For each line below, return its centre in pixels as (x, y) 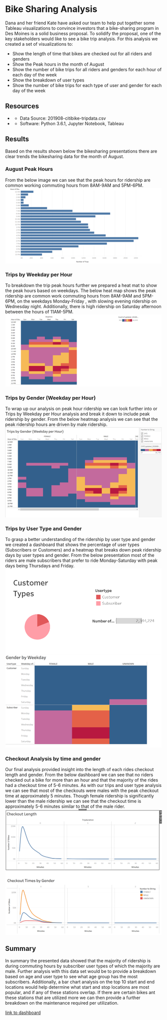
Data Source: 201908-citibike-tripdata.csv (63, 118)
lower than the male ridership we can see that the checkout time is (73, 801)
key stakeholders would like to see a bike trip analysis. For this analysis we (82, 39)
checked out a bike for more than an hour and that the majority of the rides (82, 780)
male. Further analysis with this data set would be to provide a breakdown (81, 971)
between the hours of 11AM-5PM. (39, 312)
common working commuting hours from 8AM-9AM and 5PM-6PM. (74, 185)
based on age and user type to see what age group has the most (71, 976)
